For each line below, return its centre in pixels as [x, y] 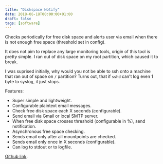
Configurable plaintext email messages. [52, 106]
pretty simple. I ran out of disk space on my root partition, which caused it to [81, 57]
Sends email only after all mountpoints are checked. [64, 137]
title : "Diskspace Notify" [32, 9]
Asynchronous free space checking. [48, 131]
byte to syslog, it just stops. [33, 82]
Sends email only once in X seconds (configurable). [64, 142]
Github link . [17, 157]
